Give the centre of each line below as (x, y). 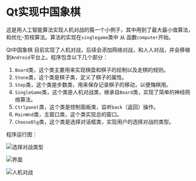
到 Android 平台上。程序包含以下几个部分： (57, 57)
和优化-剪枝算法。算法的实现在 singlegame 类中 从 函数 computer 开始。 (90, 37)
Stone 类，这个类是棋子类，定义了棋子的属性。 (71, 77)
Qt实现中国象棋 (44, 12)
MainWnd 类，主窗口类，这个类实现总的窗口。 (68, 114)
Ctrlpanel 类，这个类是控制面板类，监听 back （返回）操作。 (87, 107)
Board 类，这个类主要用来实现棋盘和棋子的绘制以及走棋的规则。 (92, 69)
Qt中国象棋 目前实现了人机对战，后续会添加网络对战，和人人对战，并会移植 (98, 50)
